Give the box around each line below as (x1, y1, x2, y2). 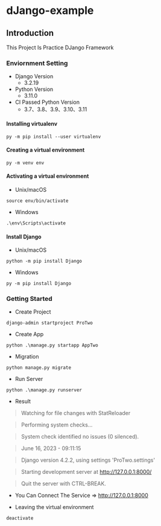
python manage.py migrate (6, 365, 71, 371)
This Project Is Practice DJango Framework (6, 44, 114, 51)
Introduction (6, 28, 54, 38)
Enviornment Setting (6, 59, 68, 67)
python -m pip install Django (6, 258, 83, 265)
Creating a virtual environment (6, 146, 85, 153)
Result (14, 398, 31, 405)
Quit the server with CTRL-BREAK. (21, 480, 107, 487)
